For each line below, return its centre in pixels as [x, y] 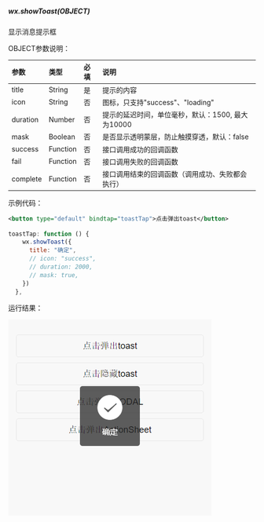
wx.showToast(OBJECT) [49, 11]
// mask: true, [54, 275]
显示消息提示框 [32, 31]
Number [62, 119]
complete [27, 179]
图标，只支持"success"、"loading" [158, 102]
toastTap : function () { [49, 234]
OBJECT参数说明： [39, 48]
